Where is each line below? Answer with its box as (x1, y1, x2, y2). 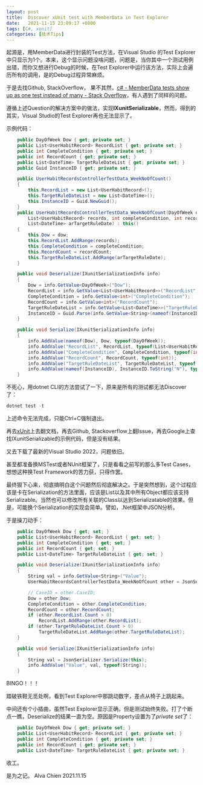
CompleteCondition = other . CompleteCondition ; (28, 601, 147, 607)
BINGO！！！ (6, 680, 39, 687)
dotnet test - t (6, 403, 45, 409)
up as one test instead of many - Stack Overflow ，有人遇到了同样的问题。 (6, 92, 190, 99)
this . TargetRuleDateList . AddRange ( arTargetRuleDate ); (28, 254, 166, 260)
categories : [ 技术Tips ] (6, 31, 65, 37)
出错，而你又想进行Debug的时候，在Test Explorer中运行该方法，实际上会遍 (6, 64, 193, 71)
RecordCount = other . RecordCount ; (28, 606, 115, 613)
